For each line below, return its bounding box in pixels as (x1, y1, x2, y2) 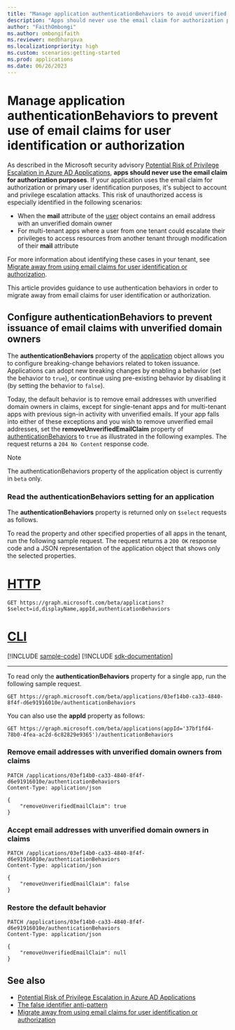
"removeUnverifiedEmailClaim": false (20, 881, 130, 888)
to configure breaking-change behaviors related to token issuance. (7, 359, 200, 368)
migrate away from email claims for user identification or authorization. (7, 290, 211, 299)
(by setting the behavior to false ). (7, 382, 105, 390)
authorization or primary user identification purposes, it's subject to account (7, 183, 227, 192)
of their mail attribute (17, 241, 79, 250)
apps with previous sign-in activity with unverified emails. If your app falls (7, 410, 220, 418)
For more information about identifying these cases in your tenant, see (7, 255, 211, 263)
